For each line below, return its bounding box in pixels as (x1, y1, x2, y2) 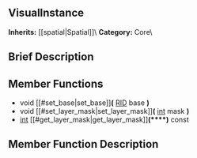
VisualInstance (8, 6, 85, 20)
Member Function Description (8, 137, 159, 151)
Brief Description (8, 51, 94, 64)
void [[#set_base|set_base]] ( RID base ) (19, 98, 150, 107)
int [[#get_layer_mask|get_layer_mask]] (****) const (19, 115, 190, 125)
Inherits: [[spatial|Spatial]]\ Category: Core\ (8, 27, 153, 36)
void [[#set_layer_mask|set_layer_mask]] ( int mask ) (19, 107, 190, 116)
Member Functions (8, 77, 104, 90)
